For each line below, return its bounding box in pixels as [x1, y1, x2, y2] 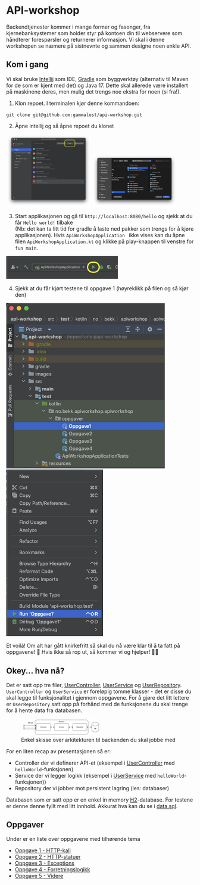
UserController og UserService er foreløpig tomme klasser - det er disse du [6, 688, 192, 695]
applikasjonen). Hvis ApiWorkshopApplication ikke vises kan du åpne [14, 231, 185, 238]
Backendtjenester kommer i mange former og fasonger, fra [6, 23, 151, 30]
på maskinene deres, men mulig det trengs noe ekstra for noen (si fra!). [6, 88, 182, 95]
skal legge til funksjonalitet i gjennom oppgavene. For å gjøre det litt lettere [6, 694, 189, 701]
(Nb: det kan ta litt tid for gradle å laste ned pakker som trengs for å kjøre [14, 225, 194, 232]
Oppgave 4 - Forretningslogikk [14, 866, 90, 873]
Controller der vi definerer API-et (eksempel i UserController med [14, 759, 175, 766]
